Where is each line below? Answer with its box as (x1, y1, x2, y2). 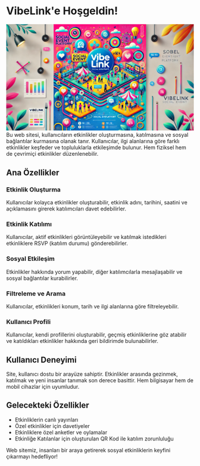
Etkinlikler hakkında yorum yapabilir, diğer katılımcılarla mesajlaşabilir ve (6, 268, 183, 275)
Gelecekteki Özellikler (6, 400, 89, 411)
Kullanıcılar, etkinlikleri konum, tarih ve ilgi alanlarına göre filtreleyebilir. (6, 303, 179, 310)
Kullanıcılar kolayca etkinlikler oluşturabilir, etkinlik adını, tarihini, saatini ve (6, 199, 187, 206)
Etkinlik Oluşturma (6, 185, 61, 194)
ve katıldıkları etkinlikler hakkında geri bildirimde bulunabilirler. (6, 338, 159, 345)
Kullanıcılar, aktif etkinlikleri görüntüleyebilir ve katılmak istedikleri (6, 234, 167, 241)
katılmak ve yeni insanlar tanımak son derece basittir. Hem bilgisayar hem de (6, 377, 193, 384)
